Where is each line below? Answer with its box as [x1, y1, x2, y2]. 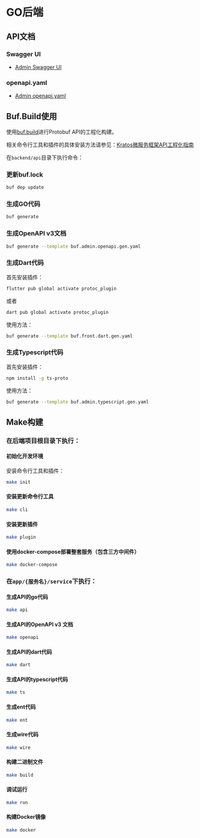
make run [6, 799, 28, 805]
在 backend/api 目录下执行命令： [6, 154, 83, 161]
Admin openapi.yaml [14, 92, 66, 99]
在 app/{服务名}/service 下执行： [6, 577, 97, 586]
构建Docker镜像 [6, 813, 46, 821]
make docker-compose [6, 561, 58, 568]
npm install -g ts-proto [6, 375, 68, 381]
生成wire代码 [6, 731, 39, 738]
